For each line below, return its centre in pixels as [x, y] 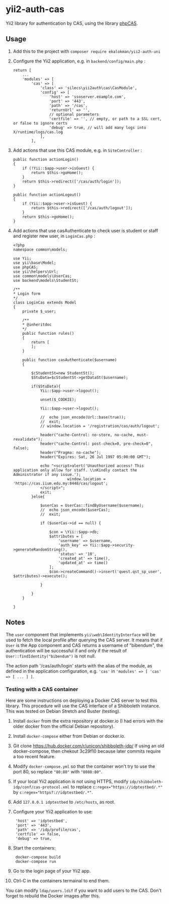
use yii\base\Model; [34, 263]
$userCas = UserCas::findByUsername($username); [92, 505]
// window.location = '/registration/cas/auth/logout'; [100, 426]
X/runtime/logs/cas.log [38, 132]
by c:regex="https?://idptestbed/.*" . [53, 792]
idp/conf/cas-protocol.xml [41, 787]
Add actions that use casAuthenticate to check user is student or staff [86, 230]
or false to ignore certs [40, 123]
